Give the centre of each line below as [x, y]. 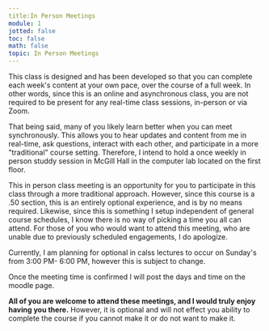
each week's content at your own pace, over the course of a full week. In [130, 85]
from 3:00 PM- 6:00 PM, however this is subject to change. [107, 261]
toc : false [27, 38]
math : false [28, 46]
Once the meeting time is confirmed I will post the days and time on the [127, 277]
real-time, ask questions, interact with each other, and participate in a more [133, 144]
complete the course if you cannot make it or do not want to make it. [122, 318]
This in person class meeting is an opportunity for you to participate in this [132, 185]
